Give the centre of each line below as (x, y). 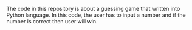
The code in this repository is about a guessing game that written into (93, 9)
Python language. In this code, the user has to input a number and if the (96, 15)
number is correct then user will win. (52, 21)
